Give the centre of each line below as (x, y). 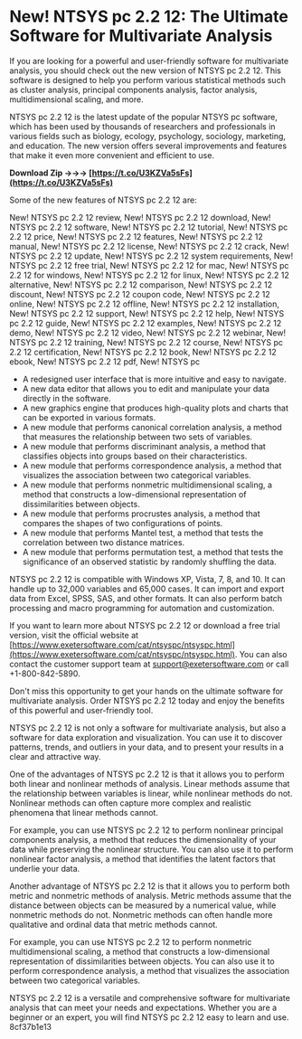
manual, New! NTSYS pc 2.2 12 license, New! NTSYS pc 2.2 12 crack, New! (149, 246)
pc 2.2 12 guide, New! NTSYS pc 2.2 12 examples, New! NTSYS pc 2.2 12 (146, 323)
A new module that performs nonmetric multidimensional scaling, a (147, 485)
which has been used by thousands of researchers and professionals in (142, 126)
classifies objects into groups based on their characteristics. (135, 456)
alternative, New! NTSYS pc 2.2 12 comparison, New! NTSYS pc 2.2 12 (141, 284)
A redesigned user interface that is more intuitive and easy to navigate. (154, 379)
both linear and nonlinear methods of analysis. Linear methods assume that (150, 783)
